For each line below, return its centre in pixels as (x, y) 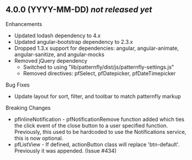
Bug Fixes (18, 85)
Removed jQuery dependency (51, 60)
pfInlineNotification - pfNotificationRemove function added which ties (99, 119)
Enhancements (24, 24)
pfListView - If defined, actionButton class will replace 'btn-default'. (97, 144)
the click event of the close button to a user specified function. (91, 125)
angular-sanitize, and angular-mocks (59, 54)
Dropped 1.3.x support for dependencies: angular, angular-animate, (96, 48)
